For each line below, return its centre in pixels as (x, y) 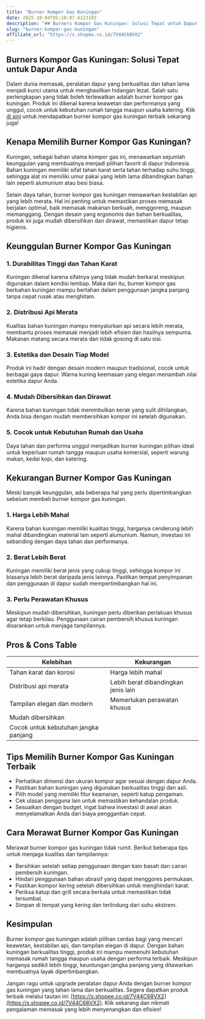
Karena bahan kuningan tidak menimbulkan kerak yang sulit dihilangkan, (97, 410)
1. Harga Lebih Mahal (38, 515)
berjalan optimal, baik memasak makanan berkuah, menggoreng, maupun (99, 207)
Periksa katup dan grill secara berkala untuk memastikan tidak (93, 892)
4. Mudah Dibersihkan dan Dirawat (59, 396)
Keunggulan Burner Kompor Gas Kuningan (89, 246)
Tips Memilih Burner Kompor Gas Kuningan (90, 757)
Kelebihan (57, 662)
